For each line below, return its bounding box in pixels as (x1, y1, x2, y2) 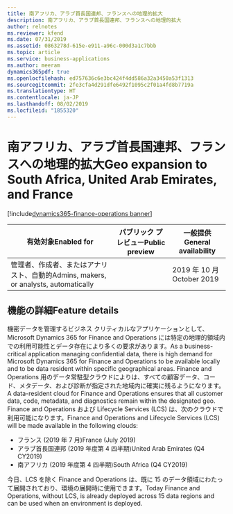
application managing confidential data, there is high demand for (28, 349, 213, 358)
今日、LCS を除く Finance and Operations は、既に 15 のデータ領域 (7, 475, 199, 483)
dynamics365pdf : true (7, 68, 70, 75)
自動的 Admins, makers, (31, 270, 107, 280)
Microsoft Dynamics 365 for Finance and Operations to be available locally (7, 357, 221, 365)
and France (7, 186, 74, 202)
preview (127, 247, 155, 256)
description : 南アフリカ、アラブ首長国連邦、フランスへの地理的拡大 (7, 17, 182, 24)
